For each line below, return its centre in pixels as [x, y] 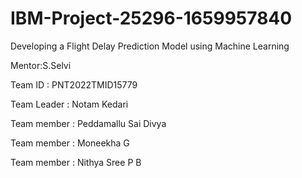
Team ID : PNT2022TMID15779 [74, 84]
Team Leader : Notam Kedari [69, 104]
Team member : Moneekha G [70, 143]
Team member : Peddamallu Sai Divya [88, 123]
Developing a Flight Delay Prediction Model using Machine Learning [150, 46]
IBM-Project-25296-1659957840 [151, 18]
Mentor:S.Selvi [41, 65]
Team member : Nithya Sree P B [76, 162]
